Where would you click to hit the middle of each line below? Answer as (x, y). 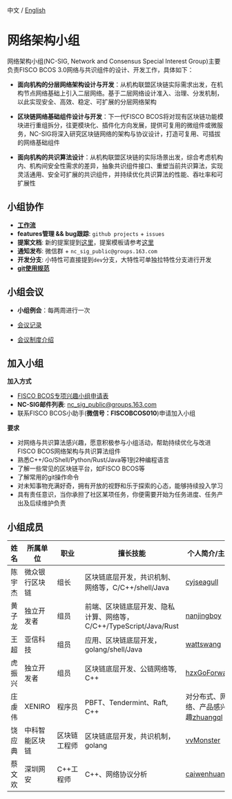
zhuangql (207, 717)
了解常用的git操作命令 (48, 477)
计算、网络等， (109, 617)
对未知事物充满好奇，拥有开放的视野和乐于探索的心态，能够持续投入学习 (120, 486)
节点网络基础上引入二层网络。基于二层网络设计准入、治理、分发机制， (123, 93)
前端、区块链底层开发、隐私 (129, 607)
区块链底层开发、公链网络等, (131, 669)
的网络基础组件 (38, 142)
